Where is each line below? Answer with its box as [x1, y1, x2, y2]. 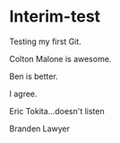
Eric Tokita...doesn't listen [9, 105, 105, 116]
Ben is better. [9, 70, 58, 82]
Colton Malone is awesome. [9, 53, 112, 64]
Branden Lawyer [9, 123, 70, 134]
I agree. [9, 88, 38, 99]
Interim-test [9, 6, 101, 27]
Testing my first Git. [9, 36, 82, 47]
